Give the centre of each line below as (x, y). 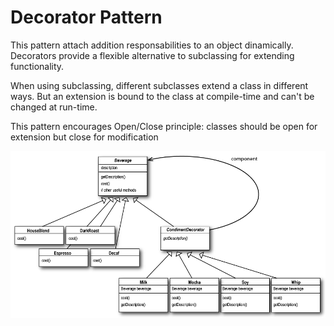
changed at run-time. (54, 107)
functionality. (37, 66)
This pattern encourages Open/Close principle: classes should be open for (164, 126)
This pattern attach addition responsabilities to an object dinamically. (152, 45)
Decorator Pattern (86, 17)
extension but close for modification (84, 137)
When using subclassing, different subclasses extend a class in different (159, 85)
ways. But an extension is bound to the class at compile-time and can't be (162, 96)
